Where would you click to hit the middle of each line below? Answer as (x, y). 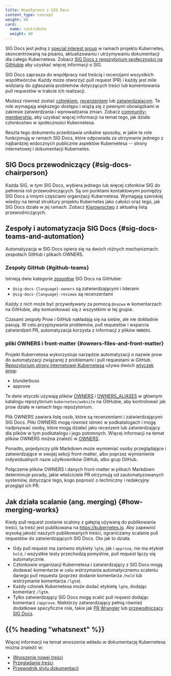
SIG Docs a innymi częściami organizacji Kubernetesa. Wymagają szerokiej (84, 196)
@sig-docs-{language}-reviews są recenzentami (63, 294)
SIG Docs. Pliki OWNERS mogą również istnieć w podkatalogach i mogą (81, 422)
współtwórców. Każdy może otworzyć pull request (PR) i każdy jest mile (81, 80)
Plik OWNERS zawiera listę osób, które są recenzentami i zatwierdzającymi (84, 417)
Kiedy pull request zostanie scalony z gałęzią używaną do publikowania (81, 522)
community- (134, 112)
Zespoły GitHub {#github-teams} (47, 268)
